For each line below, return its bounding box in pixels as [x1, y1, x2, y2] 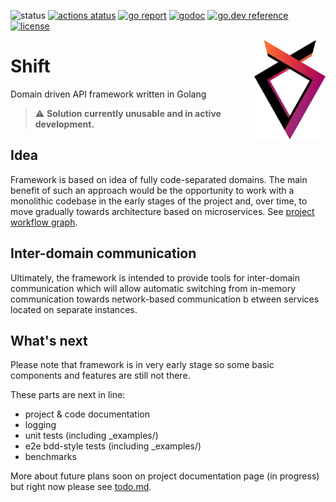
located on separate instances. [10, 303, 138, 315]
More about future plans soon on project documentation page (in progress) [10, 470, 320, 482]
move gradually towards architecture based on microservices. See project [10, 205, 315, 217]
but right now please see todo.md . [10, 481, 152, 493]
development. [34, 118, 95, 130]
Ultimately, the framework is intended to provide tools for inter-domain [10, 271, 300, 284]
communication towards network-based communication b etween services [10, 293, 320, 305]
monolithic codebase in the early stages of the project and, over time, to [10, 195, 308, 207]
